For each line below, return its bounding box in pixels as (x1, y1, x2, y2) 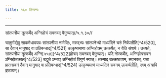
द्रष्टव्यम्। (5, 67, 20, 73)
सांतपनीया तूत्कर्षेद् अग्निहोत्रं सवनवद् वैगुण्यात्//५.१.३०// (5, 30, 93, 36)
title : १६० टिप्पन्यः (5, 7, 39, 12)
